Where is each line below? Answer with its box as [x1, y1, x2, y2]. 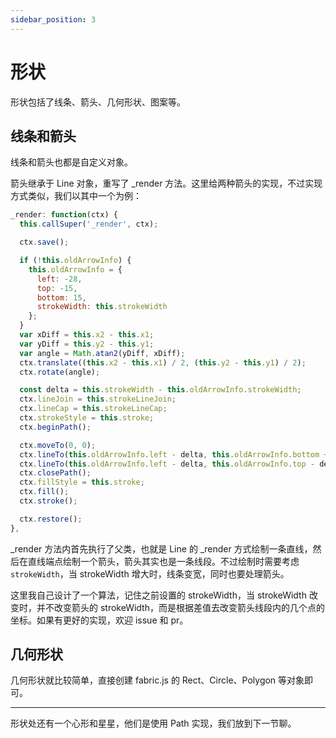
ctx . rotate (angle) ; [19, 367, 101, 377]
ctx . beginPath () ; [19, 422, 92, 432]
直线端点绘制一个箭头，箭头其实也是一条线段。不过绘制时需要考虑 [27, 555, 300, 567]
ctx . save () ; [19, 237, 70, 248]
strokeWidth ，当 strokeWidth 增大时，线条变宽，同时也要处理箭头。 [10, 567, 290, 580]
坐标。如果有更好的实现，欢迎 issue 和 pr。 [10, 614, 189, 626]
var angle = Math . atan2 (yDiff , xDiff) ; [19, 348, 186, 358]
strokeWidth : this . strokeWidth [36, 302, 168, 312]
